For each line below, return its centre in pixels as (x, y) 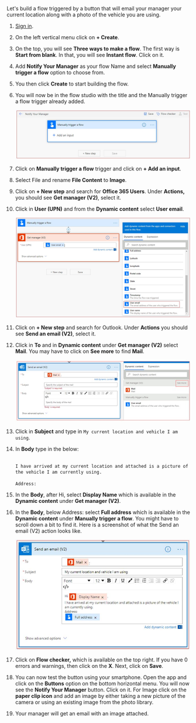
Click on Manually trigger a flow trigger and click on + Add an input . (98, 169)
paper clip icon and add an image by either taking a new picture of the (100, 695)
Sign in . (24, 26)
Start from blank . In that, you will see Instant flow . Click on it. (90, 55)
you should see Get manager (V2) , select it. (68, 197)
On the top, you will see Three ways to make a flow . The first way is (97, 49)
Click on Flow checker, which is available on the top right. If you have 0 (101, 659)
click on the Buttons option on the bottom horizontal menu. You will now (102, 683)
